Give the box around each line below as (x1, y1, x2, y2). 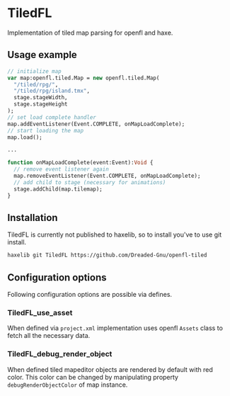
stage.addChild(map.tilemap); (13, 186, 103, 193)
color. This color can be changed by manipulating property (7, 373, 179, 381)
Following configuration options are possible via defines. (7, 290, 172, 298)
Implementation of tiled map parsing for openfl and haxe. (7, 28, 173, 37)
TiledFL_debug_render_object (7, 349, 113, 359)
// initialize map (7, 67, 62, 75)
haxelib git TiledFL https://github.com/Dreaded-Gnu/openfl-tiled (7, 251, 207, 259)
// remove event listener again (13, 166, 110, 173)
